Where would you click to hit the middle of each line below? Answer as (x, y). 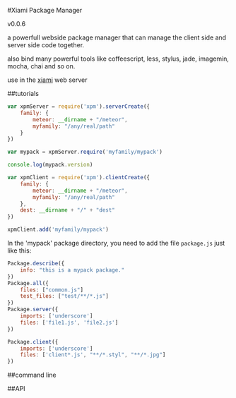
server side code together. (46, 45)
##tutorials (23, 94)
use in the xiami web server (47, 80)
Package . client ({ (33, 342)
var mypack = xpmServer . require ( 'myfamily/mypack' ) (85, 152)
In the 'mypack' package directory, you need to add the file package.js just (116, 243)
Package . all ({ (28, 283)
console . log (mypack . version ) (50, 165)
